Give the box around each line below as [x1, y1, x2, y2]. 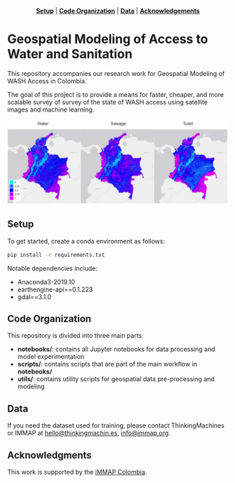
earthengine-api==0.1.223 [17, 285, 93, 293]
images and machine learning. [7, 105, 95, 114]
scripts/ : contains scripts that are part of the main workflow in [17, 360, 198, 369]
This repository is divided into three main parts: [7, 331, 144, 340]
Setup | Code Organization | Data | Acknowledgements [36, 7, 200, 15]
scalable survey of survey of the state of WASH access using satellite [7, 98, 208, 106]
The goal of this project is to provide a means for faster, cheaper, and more [7, 90, 224, 98]
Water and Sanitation [7, 46, 133, 62]
